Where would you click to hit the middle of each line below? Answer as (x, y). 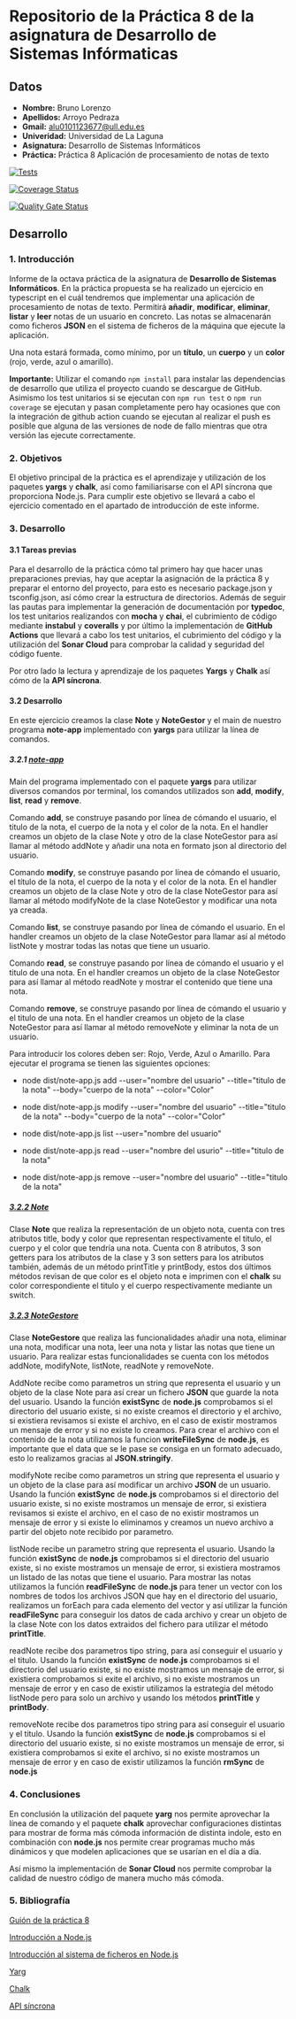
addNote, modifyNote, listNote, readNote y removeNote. (112, 1366)
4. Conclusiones (45, 1794)
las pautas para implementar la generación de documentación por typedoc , (147, 607)
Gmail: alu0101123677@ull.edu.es (83, 127)
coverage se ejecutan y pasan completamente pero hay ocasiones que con (145, 407)
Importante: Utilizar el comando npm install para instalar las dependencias (147, 379)
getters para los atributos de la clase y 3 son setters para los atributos (137, 1258)
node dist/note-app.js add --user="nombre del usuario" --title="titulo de (154, 1081)
